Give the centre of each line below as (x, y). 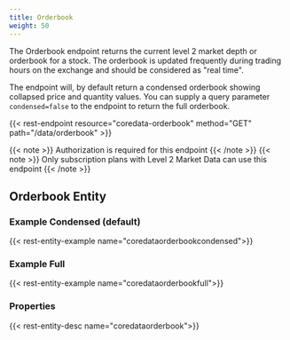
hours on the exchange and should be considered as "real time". (126, 70)
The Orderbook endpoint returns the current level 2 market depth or (133, 51)
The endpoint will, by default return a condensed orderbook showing (135, 87)
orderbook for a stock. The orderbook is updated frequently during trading (145, 60)
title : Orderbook (41, 17)
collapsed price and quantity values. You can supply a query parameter (140, 96)
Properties (32, 306)
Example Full (37, 265)
